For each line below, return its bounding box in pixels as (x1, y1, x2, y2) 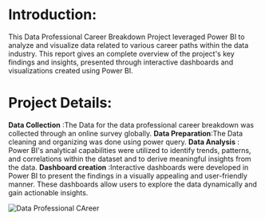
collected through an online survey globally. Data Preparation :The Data (8, 128, 243, 138)
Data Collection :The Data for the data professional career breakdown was (8, 120, 254, 129)
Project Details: (8, 94, 113, 112)
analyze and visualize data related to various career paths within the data (8, 40, 249, 49)
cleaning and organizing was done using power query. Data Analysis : (8, 137, 239, 147)
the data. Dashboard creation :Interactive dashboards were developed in (8, 162, 249, 172)
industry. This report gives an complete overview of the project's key (8, 49, 235, 58)
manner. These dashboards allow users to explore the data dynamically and (8, 179, 258, 189)
